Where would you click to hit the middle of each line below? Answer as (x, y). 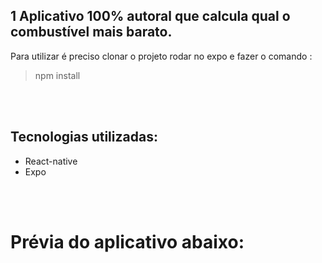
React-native (51, 161)
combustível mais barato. (91, 32)
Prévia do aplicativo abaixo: (127, 241)
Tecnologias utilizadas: (84, 137)
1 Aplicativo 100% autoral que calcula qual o (150, 16)
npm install (57, 75)
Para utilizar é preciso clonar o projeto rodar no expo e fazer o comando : (161, 56)
